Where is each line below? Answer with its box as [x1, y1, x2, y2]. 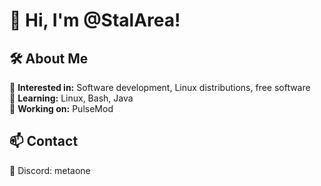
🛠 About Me [9, 50, 89, 67]
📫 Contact [9, 133, 79, 150]
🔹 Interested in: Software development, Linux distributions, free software [9, 82, 311, 93]
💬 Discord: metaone [9, 164, 91, 176]
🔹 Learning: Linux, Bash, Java [9, 92, 134, 104]
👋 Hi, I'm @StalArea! [9, 9, 181, 32]
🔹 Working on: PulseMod [9, 103, 114, 114]
